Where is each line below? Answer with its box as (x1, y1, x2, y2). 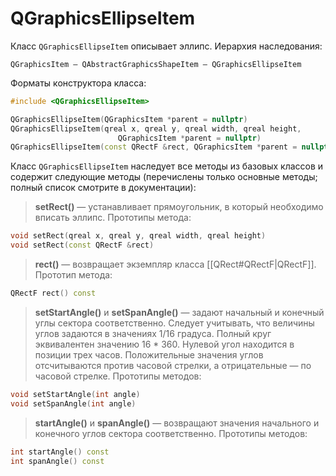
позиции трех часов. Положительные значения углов (34, 348, 264, 361)
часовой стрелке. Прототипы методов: (34, 370, 202, 382)
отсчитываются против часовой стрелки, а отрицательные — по (34, 359, 312, 371)
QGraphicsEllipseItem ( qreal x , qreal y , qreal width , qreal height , (10, 123, 302, 134)
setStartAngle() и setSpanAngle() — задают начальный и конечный (34, 306, 325, 318)
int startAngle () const (10, 447, 110, 457)
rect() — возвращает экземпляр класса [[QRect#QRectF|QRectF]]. (34, 258, 317, 271)
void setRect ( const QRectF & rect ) (10, 240, 155, 251)
